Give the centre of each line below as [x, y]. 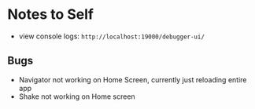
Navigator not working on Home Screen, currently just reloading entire [133, 79]
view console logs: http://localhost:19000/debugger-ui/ [112, 36]
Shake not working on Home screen [77, 96]
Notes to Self [51, 15]
